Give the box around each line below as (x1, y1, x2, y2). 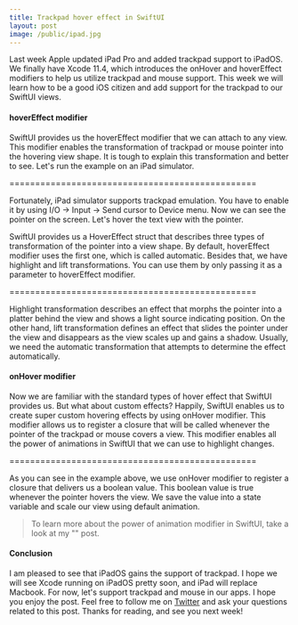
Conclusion (9, 548, 53, 559)
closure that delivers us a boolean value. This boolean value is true (9, 482, 254, 492)
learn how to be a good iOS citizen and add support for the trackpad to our (9, 82, 283, 93)
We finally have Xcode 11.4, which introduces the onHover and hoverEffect (9, 63, 282, 74)
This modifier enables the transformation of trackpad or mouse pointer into (9, 142, 284, 152)
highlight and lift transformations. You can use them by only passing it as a (9, 259, 283, 270)
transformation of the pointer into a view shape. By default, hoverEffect (9, 240, 270, 251)
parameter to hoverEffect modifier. (9, 269, 136, 280)
